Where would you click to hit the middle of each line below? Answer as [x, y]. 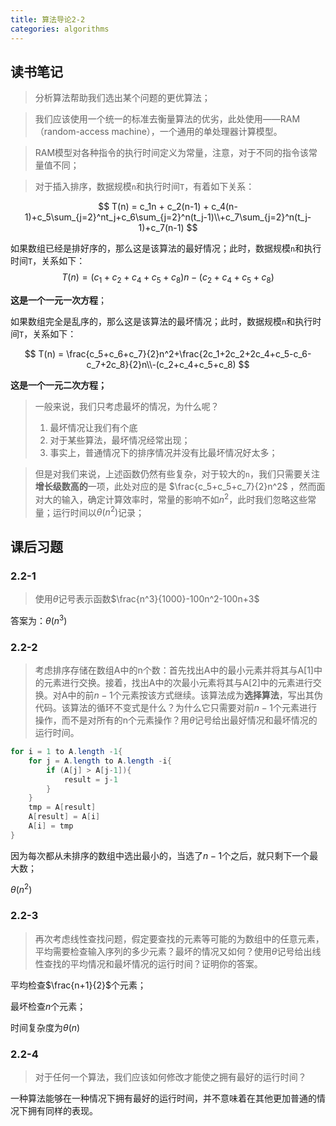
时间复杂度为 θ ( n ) [45, 1027]
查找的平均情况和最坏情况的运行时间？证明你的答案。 [153, 963]
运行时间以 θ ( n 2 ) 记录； [98, 511]
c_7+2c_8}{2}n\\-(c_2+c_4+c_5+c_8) [161, 365]
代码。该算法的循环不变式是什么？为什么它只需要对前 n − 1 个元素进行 [176, 708]
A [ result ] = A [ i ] [64, 817]
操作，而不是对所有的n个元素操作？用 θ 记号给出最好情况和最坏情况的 [176, 720]
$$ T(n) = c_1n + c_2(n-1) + [154, 207]
